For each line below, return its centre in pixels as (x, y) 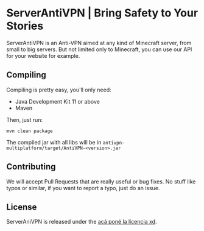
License (22, 207)
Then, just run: (25, 119)
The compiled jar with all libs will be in (54, 142)
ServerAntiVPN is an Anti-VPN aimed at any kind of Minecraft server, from (99, 43)
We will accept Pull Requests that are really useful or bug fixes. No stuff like (101, 181)
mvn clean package (30, 131)
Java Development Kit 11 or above (58, 101)
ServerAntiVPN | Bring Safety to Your (102, 13)
